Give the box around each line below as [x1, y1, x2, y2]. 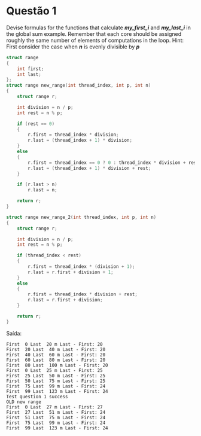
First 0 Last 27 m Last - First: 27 [6, 404, 103, 410]
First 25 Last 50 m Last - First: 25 [6, 373, 106, 379]
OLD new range [6, 399, 42, 405]
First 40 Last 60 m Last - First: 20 [6, 352, 106, 358]
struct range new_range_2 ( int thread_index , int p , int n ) [6, 214, 157, 220]
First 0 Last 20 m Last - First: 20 [6, 341, 103, 347]
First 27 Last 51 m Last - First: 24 [6, 409, 106, 415]
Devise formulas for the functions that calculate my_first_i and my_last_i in [6, 24, 191, 31]
